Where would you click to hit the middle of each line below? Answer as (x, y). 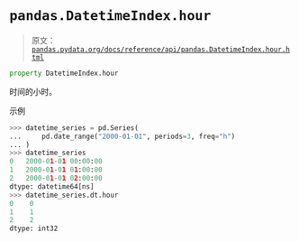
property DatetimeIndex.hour (64, 73)
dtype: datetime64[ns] (52, 186)
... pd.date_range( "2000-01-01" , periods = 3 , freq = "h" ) (122, 136)
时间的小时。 (33, 91)
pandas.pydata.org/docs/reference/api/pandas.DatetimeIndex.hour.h (160, 49)
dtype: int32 (34, 228)
